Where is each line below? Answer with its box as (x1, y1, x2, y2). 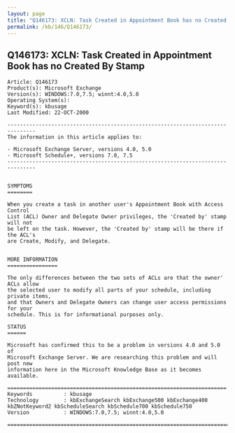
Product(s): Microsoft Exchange (7, 85, 101, 92)
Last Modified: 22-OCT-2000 (7, 109, 90, 116)
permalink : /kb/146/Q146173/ (7, 23, 92, 30)
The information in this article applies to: (7, 134, 142, 141)
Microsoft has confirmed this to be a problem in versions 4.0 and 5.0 (7, 342, 220, 349)
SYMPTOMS (7, 183, 33, 190)
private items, (7, 293, 52, 300)
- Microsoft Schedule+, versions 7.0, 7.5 (7, 152, 133, 159)
